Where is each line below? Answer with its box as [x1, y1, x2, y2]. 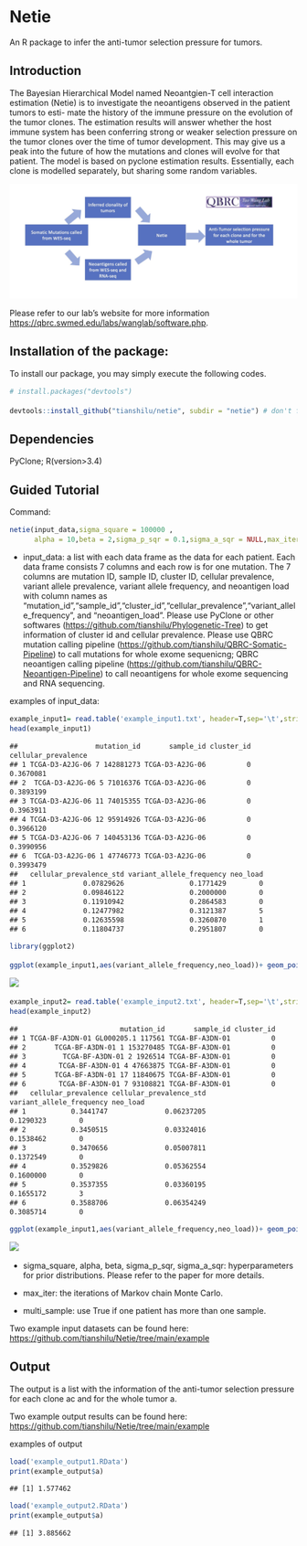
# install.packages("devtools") [9, 387, 132, 396]
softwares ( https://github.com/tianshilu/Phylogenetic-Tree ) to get [22, 619, 269, 630]
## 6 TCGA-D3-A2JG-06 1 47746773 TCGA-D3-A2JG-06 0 [9, 851, 251, 860]
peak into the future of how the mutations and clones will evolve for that [9, 145, 281, 156]
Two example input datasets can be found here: [9, 1323, 189, 1334]
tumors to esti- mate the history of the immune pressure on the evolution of [9, 107, 293, 118]
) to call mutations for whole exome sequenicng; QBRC [52, 648, 259, 659]
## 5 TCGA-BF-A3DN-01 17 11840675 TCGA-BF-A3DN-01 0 [9, 1070, 276, 1080]
